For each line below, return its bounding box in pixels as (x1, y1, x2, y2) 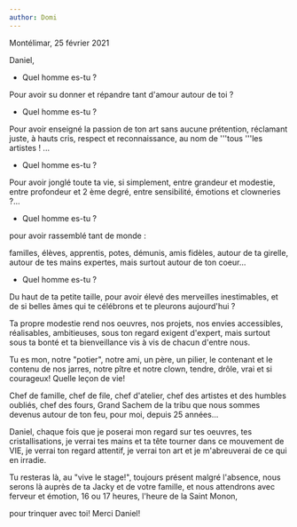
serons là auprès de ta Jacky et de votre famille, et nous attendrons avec (9, 481, 276, 491)
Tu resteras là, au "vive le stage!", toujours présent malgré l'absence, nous (9, 472, 281, 483)
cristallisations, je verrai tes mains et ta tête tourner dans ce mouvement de (9, 435, 285, 446)
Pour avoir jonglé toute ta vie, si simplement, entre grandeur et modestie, (9, 177, 276, 188)
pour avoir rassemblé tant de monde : (9, 230, 146, 241)
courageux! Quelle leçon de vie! (9, 372, 126, 383)
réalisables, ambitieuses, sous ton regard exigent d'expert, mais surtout (9, 327, 270, 338)
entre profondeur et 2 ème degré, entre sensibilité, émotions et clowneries (9, 186, 281, 196)
